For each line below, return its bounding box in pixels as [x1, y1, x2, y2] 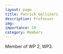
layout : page [5, 7, 32, 12]
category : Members [5, 30, 43, 35]
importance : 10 [5, 26, 36, 30]
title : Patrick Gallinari [5, 12, 58, 17]
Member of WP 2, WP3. [5, 44, 53, 49]
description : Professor [5, 16, 54, 21]
